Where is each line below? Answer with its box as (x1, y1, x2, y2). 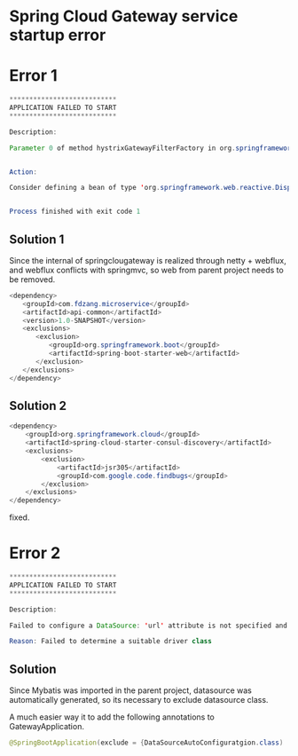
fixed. (9, 512, 30, 523)
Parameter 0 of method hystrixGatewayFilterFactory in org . (9, 144, 237, 153)
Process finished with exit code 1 (9, 207, 141, 217)
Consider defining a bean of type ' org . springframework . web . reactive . (9, 184, 276, 193)
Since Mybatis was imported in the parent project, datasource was (9, 685, 253, 696)
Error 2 (9, 543, 61, 563)
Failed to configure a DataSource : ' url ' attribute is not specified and (9, 621, 288, 630)
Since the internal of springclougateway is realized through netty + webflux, (9, 255, 286, 265)
